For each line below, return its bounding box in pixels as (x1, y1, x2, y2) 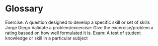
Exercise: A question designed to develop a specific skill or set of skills (5, 19, 150, 25)
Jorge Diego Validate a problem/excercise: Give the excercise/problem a (5, 24, 154, 30)
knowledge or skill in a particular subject (5, 35, 88, 41)
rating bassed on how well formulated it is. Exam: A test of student (5, 30, 141, 36)
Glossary (5, 3, 44, 14)
